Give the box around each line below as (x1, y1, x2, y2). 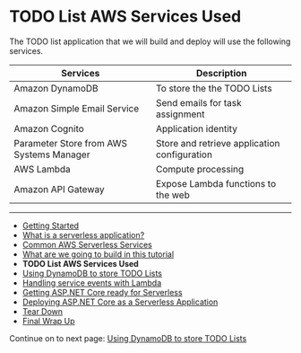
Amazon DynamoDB (13, 82, 99, 94)
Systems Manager (13, 148, 90, 161)
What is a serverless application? (21, 229, 145, 240)
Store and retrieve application (155, 137, 280, 149)
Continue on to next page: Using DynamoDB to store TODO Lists (9, 332, 247, 343)
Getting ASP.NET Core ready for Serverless (21, 287, 183, 297)
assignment (155, 108, 205, 120)
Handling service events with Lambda (21, 277, 162, 288)
